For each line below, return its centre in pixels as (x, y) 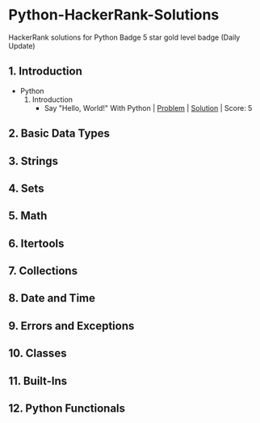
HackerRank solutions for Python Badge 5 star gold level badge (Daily (124, 37)
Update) (22, 45)
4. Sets (26, 188)
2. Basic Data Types (59, 134)
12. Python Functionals (67, 409)
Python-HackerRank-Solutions (114, 15)
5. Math (28, 216)
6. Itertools (36, 243)
